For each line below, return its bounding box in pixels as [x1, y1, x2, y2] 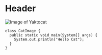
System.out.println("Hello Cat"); [14, 37, 84, 42]
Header [5, 3, 36, 14]
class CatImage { [5, 28, 41, 33]
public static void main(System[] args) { [9, 33, 98, 37]
